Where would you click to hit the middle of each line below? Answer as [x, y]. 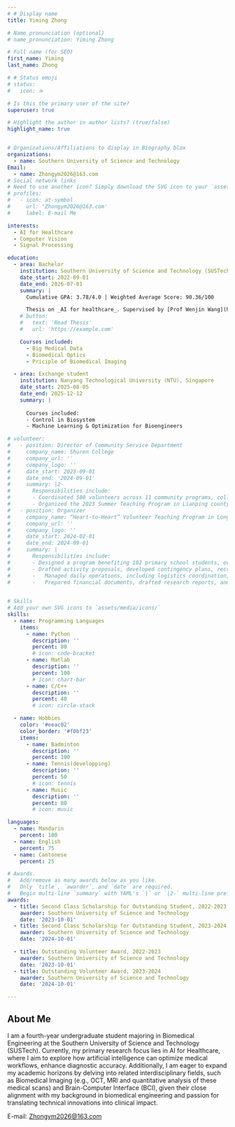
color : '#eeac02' [45, 725]
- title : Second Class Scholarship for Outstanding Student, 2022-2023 [120, 906]
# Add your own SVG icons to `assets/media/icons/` [84, 608]
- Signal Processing [43, 245]
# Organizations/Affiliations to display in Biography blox [97, 148]
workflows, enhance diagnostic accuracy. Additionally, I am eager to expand [117, 1065]
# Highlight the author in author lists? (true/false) [89, 123]
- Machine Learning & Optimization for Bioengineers [104, 426]
